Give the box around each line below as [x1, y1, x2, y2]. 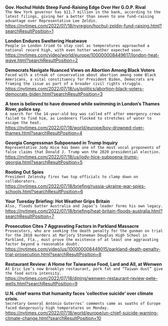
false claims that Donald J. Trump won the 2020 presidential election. [5, 149, 161, 154]
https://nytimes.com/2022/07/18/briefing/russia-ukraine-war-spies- [5, 183, 146, 189]
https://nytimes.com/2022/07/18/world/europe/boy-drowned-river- [5, 125, 145, 130]
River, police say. [5, 106, 42, 112]
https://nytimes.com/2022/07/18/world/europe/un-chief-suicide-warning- [5, 310, 158, 316]
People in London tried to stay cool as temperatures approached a [5, 43, 150, 48]
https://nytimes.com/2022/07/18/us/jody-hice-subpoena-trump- [5, 154, 139, 160]
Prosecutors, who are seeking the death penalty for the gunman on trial [5, 228, 163, 233]
